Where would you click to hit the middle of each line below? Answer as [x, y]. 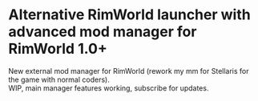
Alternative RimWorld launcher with [129, 15]
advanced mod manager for [103, 32]
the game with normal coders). [59, 79]
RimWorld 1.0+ [58, 49]
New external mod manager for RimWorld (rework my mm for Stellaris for [129, 71]
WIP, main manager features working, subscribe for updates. [109, 88]
